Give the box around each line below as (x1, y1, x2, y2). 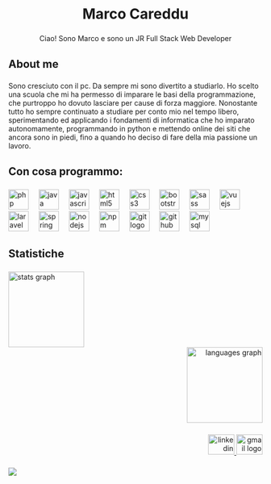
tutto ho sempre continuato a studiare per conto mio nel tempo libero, (8, 106, 240, 117)
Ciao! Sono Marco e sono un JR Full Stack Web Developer (39, 34, 232, 44)
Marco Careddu (81, 5, 190, 23)
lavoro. (8, 141, 31, 151)
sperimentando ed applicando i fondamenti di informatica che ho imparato (8, 115, 256, 125)
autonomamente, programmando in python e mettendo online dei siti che (8, 124, 251, 134)
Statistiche (8, 247, 65, 261)
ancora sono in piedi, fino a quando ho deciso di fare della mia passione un (8, 132, 258, 142)
